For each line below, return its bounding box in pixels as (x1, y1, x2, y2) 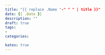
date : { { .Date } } (5, 12, 42, 16)
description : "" (5, 16, 38, 21)
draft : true (5, 20, 29, 26)
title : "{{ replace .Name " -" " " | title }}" (5, 7, 101, 12)
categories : (5, 34, 29, 39)
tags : (5, 25, 16, 30)
